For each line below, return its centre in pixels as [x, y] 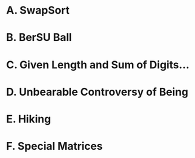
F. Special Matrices [55, 146]
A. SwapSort [38, 10]
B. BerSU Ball [39, 38]
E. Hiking [29, 119]
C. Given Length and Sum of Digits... [98, 64]
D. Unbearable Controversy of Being [97, 92]
